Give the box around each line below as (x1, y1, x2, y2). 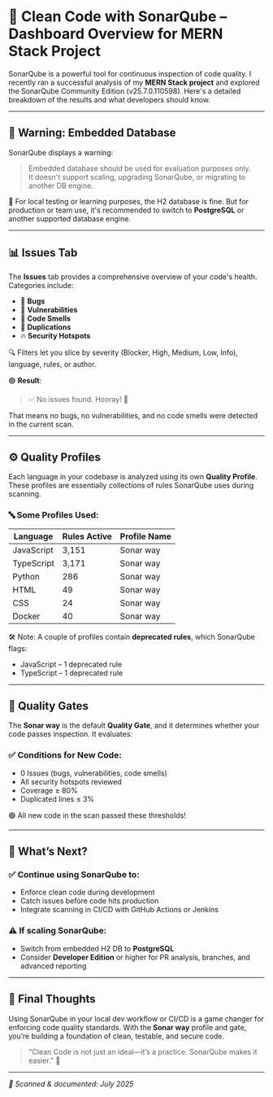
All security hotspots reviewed (19, 776, 122, 786)
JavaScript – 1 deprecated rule (19, 659, 123, 669)
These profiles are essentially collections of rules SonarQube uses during (8, 480, 254, 491)
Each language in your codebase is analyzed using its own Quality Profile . (8, 472, 258, 482)
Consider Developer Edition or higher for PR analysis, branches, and (19, 952, 250, 962)
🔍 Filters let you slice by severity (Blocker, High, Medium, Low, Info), (8, 347, 238, 357)
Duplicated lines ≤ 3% (19, 793, 95, 804)
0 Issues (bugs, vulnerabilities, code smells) (19, 768, 168, 778)
